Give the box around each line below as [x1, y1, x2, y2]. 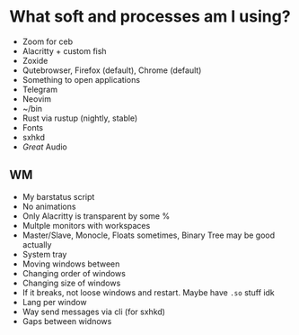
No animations [22, 201, 76, 212]
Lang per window [22, 296, 87, 307]
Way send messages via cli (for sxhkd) [22, 306, 166, 317]
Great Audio [22, 141, 67, 152]
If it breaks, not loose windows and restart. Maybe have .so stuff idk [22, 286, 276, 298]
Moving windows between [22, 258, 120, 269]
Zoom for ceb [22, 36, 74, 47]
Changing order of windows [22, 267, 126, 278]
